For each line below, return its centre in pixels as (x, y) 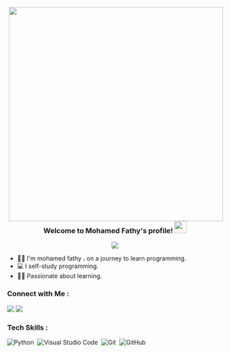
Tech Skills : (28, 327)
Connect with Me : (38, 294)
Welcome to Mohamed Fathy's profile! (108, 231)
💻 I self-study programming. (58, 266)
